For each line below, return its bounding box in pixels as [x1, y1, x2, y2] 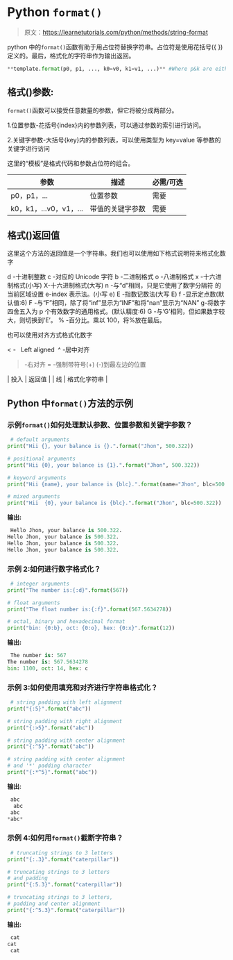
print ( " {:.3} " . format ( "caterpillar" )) [7, 856, 119, 863]
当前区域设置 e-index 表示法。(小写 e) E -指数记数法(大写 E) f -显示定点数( [7, 290, 218, 299]
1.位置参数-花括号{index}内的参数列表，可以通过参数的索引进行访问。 [7, 121, 205, 129]
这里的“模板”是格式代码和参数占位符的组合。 [7, 159, 135, 167]
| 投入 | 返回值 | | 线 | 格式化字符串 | [7, 375, 108, 383]
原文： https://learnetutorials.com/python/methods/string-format [24, 28, 208, 36]
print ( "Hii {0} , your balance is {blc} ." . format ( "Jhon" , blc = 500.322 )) [7, 499, 222, 507]
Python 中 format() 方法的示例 [7, 397, 134, 409]
